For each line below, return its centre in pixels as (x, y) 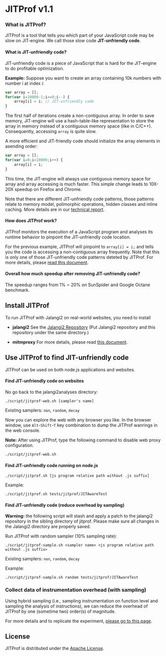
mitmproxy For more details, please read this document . (70, 342)
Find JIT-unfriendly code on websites (45, 381)
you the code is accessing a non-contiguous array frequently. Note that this (82, 252)
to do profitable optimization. (35, 68)
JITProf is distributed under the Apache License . (55, 649)
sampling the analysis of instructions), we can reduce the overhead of (77, 606)
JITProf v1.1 (29, 9)
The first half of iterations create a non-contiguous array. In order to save (80, 116)
